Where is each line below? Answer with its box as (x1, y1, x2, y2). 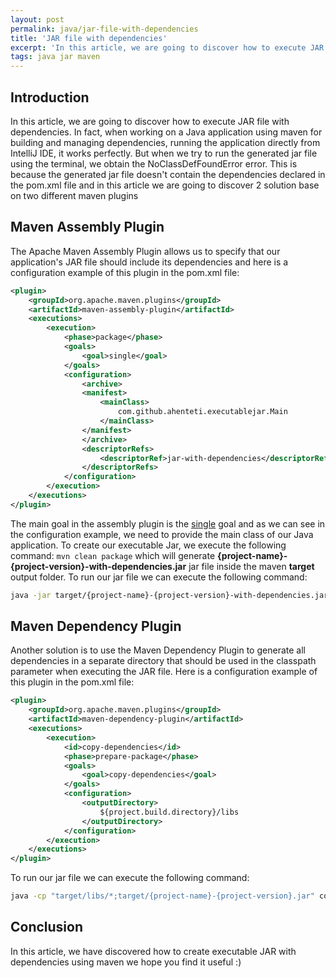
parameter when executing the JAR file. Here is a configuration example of (10, 666, 318, 678)
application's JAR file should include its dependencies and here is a (10, 256, 289, 268)
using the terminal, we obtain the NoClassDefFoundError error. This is (10, 157, 298, 170)
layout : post (10, 14, 65, 25)
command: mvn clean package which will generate (10, 549, 216, 561)
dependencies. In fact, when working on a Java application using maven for (10, 126, 323, 138)
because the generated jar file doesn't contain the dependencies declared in (10, 168, 326, 180)
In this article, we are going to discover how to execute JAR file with (10, 115, 290, 127)
